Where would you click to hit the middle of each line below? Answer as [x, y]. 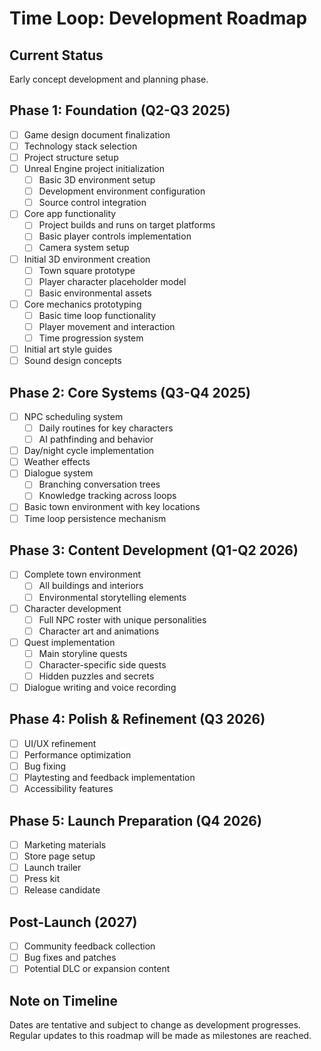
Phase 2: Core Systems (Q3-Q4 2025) [130, 392]
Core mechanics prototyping [82, 304]
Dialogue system [58, 473]
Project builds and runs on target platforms [127, 225]
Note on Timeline [64, 1000]
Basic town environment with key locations [112, 507]
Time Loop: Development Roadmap [158, 18]
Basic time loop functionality [97, 315]
